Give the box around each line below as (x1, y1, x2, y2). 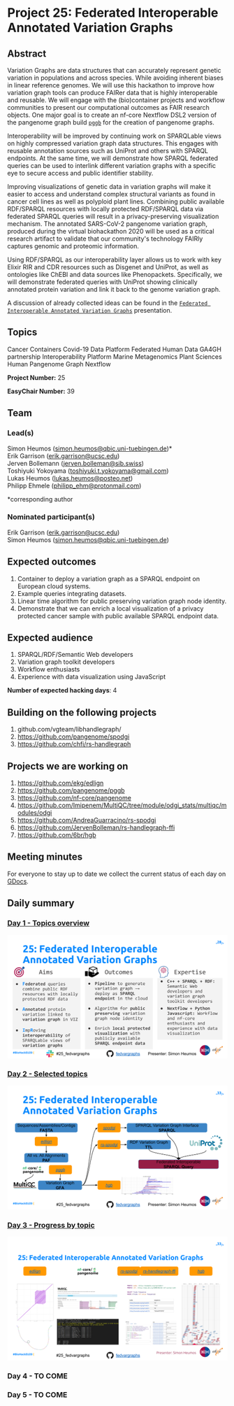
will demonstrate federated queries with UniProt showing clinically (7, 278, 198, 286)
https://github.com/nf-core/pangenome (17, 794, 131, 802)
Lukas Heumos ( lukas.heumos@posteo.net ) (7, 474, 133, 482)
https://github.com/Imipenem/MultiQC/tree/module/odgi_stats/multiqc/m (17, 801, 227, 809)
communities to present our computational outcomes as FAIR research (7, 104, 210, 111)
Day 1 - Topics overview (7, 918, 89, 928)
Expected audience (7, 632, 93, 644)
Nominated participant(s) (7, 512, 96, 522)
